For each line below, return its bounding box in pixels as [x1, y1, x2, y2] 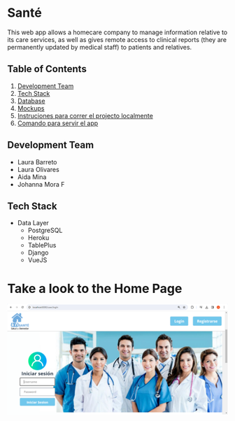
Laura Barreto [17, 157, 57, 166]
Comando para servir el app [17, 119, 99, 127]
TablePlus [27, 241, 57, 250]
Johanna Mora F [17, 180, 65, 188]
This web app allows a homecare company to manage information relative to [7, 28, 228, 36]
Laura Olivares [17, 165, 59, 173]
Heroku [27, 234, 50, 242]
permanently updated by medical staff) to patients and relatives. [7, 43, 192, 51]
